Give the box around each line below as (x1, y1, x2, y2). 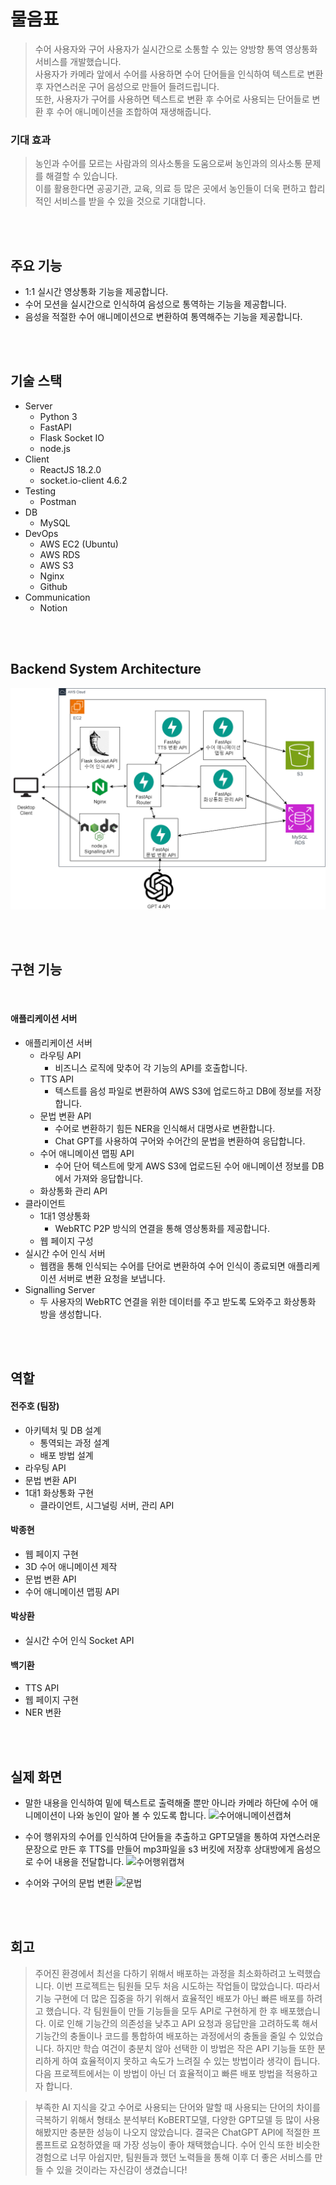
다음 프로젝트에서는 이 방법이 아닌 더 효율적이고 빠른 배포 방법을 (34, 2067, 283, 2079)
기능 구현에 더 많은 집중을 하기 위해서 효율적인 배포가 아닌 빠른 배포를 (34, 1992, 305, 2004)
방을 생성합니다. (39, 1308, 102, 1320)
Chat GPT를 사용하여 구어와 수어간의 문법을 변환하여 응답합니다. (54, 1135, 306, 1147)
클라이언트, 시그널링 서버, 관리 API (39, 1499, 175, 1511)
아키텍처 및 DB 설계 (24, 1424, 102, 1436)
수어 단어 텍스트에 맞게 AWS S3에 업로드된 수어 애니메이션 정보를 (54, 1160, 310, 1172)
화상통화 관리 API (39, 1185, 108, 1197)
